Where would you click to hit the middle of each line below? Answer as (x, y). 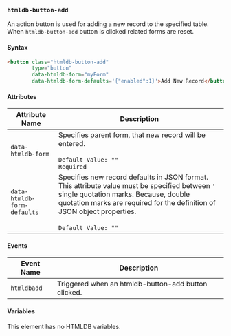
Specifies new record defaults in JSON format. (133, 177)
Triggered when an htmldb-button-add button (132, 284)
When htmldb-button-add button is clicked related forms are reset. (101, 32)
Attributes (22, 96)
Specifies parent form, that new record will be (132, 135)
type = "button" (52, 68)
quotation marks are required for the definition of (137, 203)
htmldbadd (26, 288)
